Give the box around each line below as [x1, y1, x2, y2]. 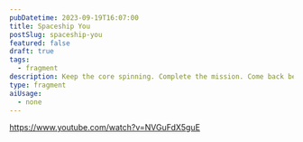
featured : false [9, 38, 70, 48]
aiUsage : [9, 89, 42, 98]
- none [17, 97, 42, 107]
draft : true [9, 47, 54, 56]
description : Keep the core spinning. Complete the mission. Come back [9, 72, 284, 81]
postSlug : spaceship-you [9, 30, 103, 39]
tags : [9, 55, 30, 64]
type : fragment [9, 80, 67, 90]
